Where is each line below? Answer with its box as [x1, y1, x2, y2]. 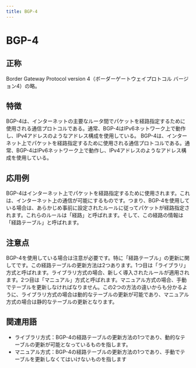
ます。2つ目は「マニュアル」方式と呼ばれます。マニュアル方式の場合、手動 [6, 276, 187, 284]
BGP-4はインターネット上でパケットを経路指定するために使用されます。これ [6, 190, 190, 197]
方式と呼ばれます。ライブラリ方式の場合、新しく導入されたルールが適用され [6, 269, 190, 276]
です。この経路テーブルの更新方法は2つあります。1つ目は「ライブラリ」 [16, 262, 189, 269]
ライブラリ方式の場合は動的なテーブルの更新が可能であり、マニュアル [21, 291, 190, 298]
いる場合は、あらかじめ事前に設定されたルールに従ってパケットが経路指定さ [6, 204, 190, 211]
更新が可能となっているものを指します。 [34, 341, 131, 348]
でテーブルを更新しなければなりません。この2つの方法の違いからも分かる [6, 284, 183, 291]
